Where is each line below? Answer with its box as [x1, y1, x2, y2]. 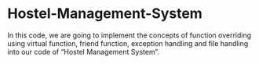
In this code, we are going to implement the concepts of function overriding [7, 30, 252, 40]
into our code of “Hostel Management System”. [7, 47, 160, 56]
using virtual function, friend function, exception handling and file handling [7, 38, 249, 48]
